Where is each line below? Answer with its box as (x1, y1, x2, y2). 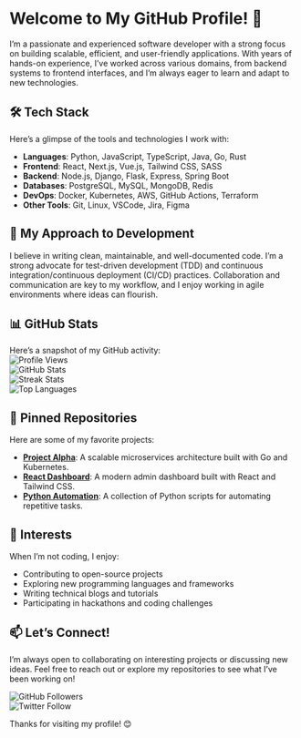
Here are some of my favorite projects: (9, 435, 155, 446)
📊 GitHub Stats (9, 316, 99, 332)
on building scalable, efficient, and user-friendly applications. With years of (9, 47, 293, 58)
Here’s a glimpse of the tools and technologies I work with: (9, 133, 230, 144)
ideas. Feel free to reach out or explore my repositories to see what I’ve (9, 663, 278, 674)
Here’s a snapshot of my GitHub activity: (9, 345, 161, 356)
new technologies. (9, 77, 79, 87)
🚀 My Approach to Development (9, 226, 194, 241)
